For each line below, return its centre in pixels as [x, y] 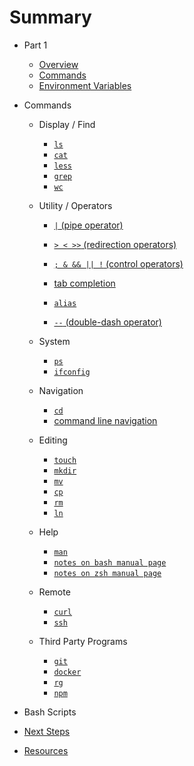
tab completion [84, 283]
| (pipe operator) [88, 225]
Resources [46, 750]
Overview [58, 64]
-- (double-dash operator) [107, 322]
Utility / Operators [75, 205]
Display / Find [67, 124]
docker [67, 672]
